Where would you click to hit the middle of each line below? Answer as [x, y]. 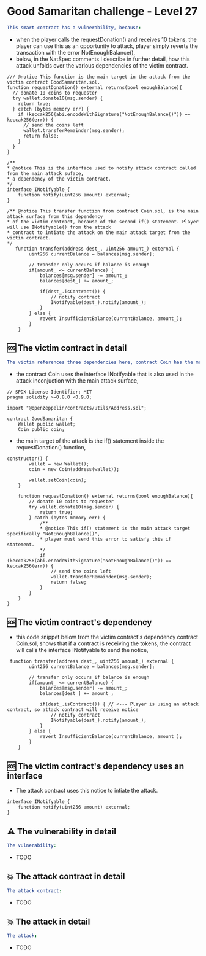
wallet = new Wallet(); [59, 464]
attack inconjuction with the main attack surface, [77, 380]
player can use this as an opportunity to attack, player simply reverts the [107, 46]
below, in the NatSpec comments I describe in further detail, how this [103, 59]
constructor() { [28, 459]
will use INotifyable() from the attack [59, 227]
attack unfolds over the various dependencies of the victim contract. [102, 65]
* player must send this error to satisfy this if [105, 539]
